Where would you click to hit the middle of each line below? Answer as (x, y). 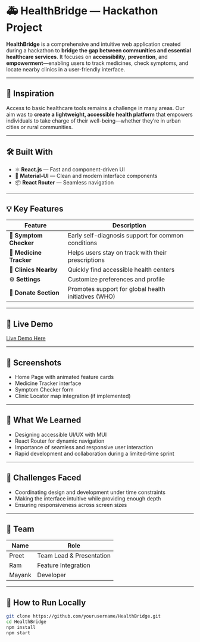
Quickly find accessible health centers (121, 270)
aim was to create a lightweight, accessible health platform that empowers (100, 114)
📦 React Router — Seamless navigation (64, 182)
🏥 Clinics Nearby (33, 270)
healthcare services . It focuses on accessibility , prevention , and (87, 57)
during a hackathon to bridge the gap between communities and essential (99, 50)
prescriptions (86, 260)
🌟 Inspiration (30, 94)
